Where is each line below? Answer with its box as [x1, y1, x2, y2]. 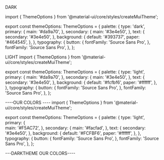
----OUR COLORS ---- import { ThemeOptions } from [5, 100, 114, 106]
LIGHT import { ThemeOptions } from [5, 54, 81, 60]
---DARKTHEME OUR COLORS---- [5, 151, 76, 156]
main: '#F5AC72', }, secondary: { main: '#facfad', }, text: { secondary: [5, 125, 146, 131]
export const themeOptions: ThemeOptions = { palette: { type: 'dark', [5, 23, 146, 29]
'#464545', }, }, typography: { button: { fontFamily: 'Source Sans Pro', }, [5, 39, 151, 45]
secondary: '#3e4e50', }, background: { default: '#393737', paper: [5, 34, 140, 40]
